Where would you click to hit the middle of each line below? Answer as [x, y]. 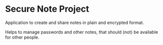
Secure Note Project [47, 9]
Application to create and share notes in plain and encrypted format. [75, 22]
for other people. [22, 37]
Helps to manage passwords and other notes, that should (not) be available [81, 32]
